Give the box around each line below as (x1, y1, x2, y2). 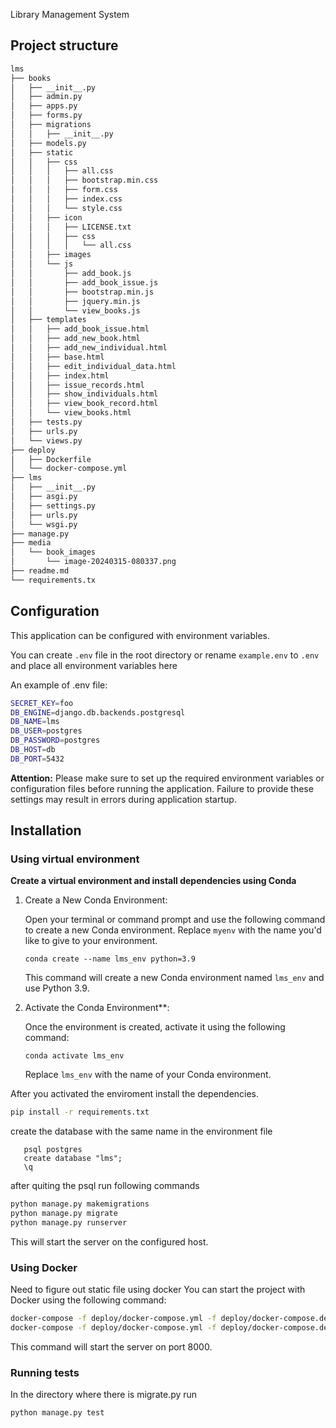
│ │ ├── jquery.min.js (10, 296, 141, 306)
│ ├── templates (10, 315, 87, 325)
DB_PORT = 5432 (10, 754, 65, 764)
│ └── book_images (10, 547, 97, 558)
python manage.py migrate (10, 1209, 118, 1219)
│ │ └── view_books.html (10, 408, 132, 418)
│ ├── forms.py (10, 110, 83, 121)
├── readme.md (10, 566, 70, 576)
